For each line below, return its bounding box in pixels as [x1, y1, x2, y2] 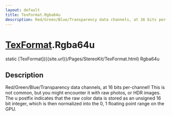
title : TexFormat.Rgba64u [5, 12, 60, 17]
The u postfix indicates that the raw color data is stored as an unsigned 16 [5, 95, 161, 101]
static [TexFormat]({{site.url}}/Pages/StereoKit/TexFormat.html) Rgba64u [5, 56, 160, 62]
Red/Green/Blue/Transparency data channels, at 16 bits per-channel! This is [5, 84, 165, 90]
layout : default [5, 7, 40, 13]
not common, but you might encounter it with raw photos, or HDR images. [5, 90, 161, 96]
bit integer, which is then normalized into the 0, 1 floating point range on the [5, 101, 165, 107]
